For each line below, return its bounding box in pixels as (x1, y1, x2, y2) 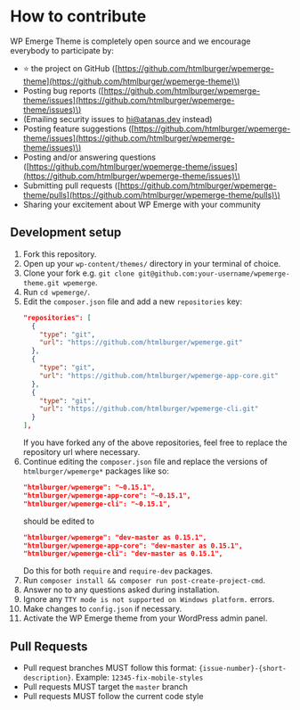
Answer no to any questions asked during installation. (22, 584, 220, 595)
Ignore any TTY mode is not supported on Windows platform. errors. (22, 594, 275, 605)
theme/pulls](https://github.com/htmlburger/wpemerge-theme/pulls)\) (22, 189, 281, 200)
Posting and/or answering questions (22, 152, 157, 162)
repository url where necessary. (22, 447, 141, 457)
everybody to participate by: (10, 45, 114, 55)
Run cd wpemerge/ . (22, 286, 91, 297)
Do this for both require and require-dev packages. (22, 566, 213, 576)
